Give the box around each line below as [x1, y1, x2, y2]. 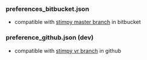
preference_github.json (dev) [5, 34, 94, 42]
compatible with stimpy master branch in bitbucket [14, 19, 142, 26]
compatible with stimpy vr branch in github [14, 47, 122, 54]
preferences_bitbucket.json [5, 5, 90, 13]
